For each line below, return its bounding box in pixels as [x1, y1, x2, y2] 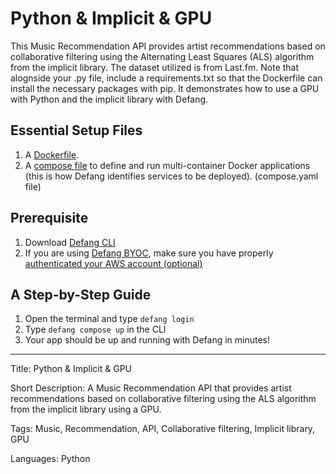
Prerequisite [10, 210, 89, 227]
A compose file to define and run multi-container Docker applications [24, 159, 311, 171]
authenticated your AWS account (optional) [24, 257, 203, 269]
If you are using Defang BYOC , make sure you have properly [24, 247, 274, 259]
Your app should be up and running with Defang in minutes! [24, 334, 271, 346]
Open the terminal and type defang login [24, 313, 195, 325]
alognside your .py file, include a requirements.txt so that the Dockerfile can [10, 72, 323, 84]
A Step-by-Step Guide [10, 286, 152, 303]
